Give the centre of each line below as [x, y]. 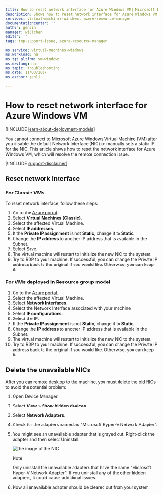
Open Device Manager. [35, 396]
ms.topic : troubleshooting [33, 68]
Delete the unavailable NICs [48, 370]
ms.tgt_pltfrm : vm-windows [33, 59]
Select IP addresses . [33, 228]
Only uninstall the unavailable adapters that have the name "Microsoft [82, 467]
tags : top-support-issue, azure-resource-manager [57, 41]
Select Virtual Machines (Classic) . [47, 218]
